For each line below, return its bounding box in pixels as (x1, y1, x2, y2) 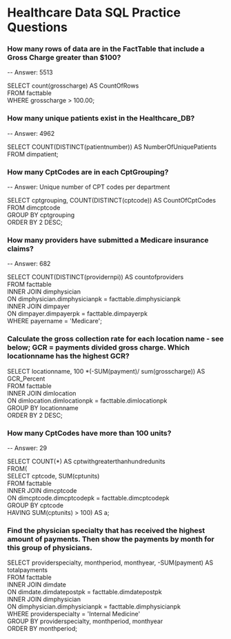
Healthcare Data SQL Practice (7, 5, 181, 21)
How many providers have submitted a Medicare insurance (7, 236, 209, 245)
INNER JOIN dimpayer (7, 302, 70, 311)
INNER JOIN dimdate (7, 580, 67, 589)
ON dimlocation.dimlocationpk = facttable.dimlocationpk (7, 396, 168, 405)
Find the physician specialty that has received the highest (7, 525, 205, 535)
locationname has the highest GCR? (7, 352, 130, 361)
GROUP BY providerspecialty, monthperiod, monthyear (7, 617, 163, 625)
